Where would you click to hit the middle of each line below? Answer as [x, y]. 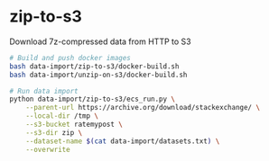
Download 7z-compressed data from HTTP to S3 [100, 41]
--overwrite [48, 149]
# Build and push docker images [70, 58]
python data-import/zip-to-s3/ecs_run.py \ [93, 99]
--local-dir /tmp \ [62, 116]
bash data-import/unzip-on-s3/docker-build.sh [98, 75]
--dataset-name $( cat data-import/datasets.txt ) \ [123, 141]
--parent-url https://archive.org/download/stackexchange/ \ [143, 108]
